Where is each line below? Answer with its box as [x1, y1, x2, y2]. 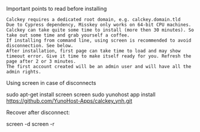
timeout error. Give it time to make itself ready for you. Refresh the [6, 53, 192, 59]
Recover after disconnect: [6, 109, 70, 116]
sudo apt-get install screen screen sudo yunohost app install [6, 91, 156, 98]
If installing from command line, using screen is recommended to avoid [6, 38, 192, 44]
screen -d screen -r [6, 121, 55, 127]
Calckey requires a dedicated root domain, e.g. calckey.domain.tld [6, 17, 181, 23]
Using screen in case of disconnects [6, 79, 96, 86]
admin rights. [6, 69, 42, 75]
